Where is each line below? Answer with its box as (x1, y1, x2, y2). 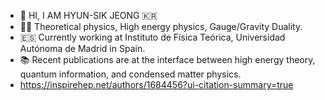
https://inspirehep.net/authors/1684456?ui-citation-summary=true (19, 79, 294, 90)
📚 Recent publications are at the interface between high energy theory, (19, 54, 316, 65)
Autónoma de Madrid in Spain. (19, 43, 146, 54)
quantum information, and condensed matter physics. (19, 68, 242, 80)
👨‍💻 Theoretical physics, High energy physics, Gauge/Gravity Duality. (19, 21, 303, 32)
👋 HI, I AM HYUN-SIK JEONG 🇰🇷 (19, 10, 158, 21)
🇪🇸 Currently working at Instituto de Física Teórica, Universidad (19, 31, 286, 43)
